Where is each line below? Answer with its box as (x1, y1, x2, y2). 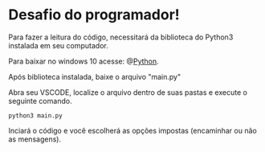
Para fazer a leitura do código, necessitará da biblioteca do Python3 (8, 32, 234, 42)
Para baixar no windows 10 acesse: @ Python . (8, 56, 159, 66)
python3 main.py (8, 111, 63, 120)
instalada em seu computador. (8, 40, 108, 50)
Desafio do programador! (8, 6, 181, 24)
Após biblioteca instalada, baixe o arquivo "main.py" (8, 72, 181, 81)
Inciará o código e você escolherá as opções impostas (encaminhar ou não (8, 125, 257, 135)
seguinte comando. (8, 96, 72, 105)
